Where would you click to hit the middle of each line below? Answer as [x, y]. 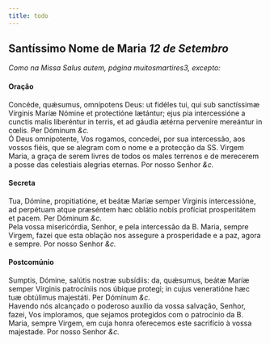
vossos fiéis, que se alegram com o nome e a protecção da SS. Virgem [126, 147]
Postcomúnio [31, 262]
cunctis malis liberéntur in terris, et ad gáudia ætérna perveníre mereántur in [135, 121]
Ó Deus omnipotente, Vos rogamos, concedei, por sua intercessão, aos [127, 139]
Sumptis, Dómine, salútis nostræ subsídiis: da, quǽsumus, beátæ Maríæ [129, 280]
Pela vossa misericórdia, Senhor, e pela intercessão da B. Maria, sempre [129, 226]
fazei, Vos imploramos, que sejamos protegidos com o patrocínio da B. [126, 315]
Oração [21, 86]
